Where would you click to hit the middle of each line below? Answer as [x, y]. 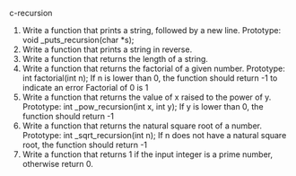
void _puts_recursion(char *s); [78, 40]
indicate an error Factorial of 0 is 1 [85, 88]
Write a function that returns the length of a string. [115, 59]
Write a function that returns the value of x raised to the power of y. [147, 97]
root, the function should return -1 [85, 145]
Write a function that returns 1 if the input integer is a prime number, [148, 154]
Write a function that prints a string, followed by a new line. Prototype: [151, 30]
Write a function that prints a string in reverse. [107, 49]
